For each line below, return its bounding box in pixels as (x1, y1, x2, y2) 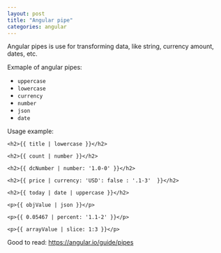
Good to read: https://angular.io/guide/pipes (7, 238, 134, 247)
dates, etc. (7, 49, 38, 58)
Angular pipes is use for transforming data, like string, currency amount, (7, 43, 214, 51)
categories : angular (7, 23, 68, 30)
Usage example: (7, 127, 54, 136)
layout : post (7, 10, 45, 17)
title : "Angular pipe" (7, 17, 73, 24)
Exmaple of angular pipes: (7, 63, 82, 72)
